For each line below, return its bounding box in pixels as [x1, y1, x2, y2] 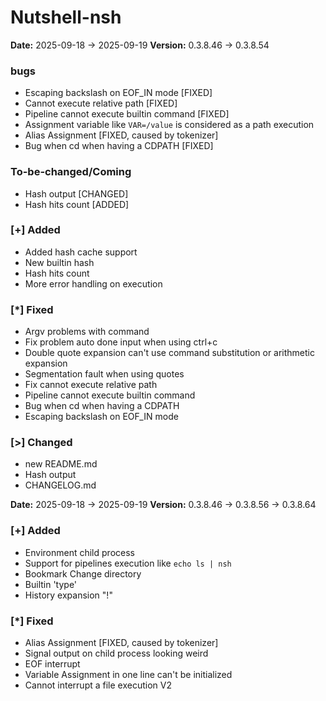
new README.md [24, 458, 98, 470]
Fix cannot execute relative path [24, 379, 158, 391]
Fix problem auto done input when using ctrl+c [24, 336, 218, 348]
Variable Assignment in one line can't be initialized [24, 669, 233, 681]
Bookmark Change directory [24, 567, 142, 580]
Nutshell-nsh [10, 6, 122, 29]
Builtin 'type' [24, 578, 78, 590]
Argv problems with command [24, 326, 150, 338]
